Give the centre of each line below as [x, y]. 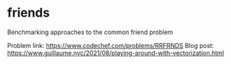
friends [28, 13]
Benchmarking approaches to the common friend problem [90, 32]
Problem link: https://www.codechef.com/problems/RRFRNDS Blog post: [111, 45]
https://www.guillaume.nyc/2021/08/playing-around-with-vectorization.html [115, 53]
